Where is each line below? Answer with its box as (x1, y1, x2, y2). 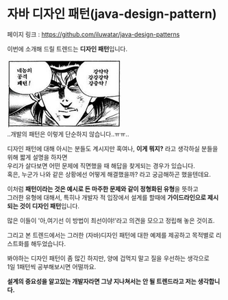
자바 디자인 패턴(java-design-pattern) (7, 6, 217, 22)
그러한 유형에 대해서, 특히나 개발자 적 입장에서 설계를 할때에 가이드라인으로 (7, 193, 207, 201)
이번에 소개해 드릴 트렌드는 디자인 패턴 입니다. (7, 45, 128, 53)
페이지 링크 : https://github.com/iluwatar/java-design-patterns (7, 30, 180, 38)
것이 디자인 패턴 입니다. (19, 201, 80, 210)
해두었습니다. (30, 239, 66, 247)
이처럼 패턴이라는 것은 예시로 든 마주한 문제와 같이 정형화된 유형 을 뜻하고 (7, 184, 199, 192)
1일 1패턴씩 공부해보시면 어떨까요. (7, 262, 97, 271)
